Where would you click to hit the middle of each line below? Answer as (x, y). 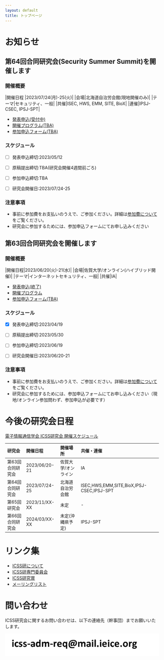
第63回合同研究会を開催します (51, 243)
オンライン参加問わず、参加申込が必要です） (63, 399)
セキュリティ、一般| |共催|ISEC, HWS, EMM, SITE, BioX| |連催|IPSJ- (83, 104)
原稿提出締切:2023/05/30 (38, 335)
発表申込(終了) (27, 287)
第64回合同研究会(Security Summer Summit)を (77, 62)
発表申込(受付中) (29, 119)
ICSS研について (28, 566)
